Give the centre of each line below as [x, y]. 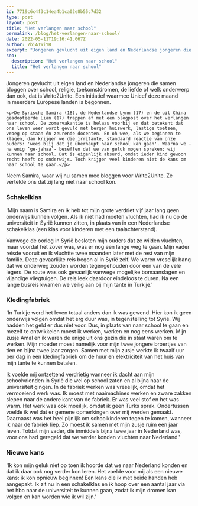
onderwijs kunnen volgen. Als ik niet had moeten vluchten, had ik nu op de [97, 216]
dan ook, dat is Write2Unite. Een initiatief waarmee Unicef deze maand [92, 96]
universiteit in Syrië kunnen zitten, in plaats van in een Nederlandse [88, 223]
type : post [20, 17]
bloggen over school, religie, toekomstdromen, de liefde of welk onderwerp [98, 90]
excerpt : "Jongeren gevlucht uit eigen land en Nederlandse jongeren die [99, 50]
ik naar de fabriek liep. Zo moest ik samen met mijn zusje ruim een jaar [92, 424]
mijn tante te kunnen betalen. [42, 363]
